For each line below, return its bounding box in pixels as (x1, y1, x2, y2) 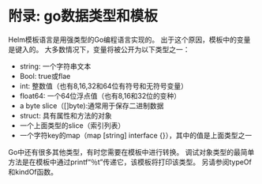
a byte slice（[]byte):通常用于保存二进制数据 (19, 100, 164, 111)
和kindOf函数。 (8, 167, 58, 176)
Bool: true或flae (19, 71, 71, 81)
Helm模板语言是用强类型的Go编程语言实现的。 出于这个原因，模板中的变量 (8, 35, 251, 44)
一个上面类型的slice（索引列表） (19, 120, 125, 130)
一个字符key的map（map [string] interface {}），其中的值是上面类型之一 (19, 130, 253, 140)
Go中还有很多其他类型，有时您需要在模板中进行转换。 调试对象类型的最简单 (8, 147, 255, 156)
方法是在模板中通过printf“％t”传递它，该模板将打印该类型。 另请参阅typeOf (8, 157, 253, 167)
